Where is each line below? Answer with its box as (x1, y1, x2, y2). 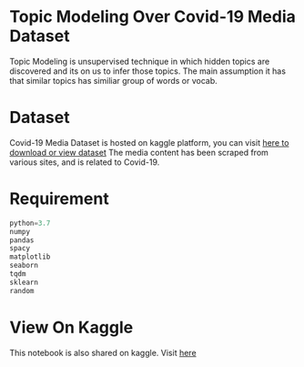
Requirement (9, 189, 109, 209)
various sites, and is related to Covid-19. (9, 157, 160, 168)
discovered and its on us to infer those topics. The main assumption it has (9, 66, 287, 76)
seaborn (9, 261, 39, 270)
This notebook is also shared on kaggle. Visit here (9, 347, 198, 358)
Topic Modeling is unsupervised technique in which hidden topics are (9, 56, 270, 66)
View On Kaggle (9, 317, 134, 338)
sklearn (9, 278, 39, 287)
